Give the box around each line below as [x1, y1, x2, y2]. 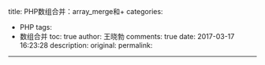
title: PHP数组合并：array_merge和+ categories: [8, 7, 163, 16]
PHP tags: [19, 23, 53, 31]
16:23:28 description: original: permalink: [19, 41, 153, 49]
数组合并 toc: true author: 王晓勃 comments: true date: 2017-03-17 [19, 32, 235, 41]
